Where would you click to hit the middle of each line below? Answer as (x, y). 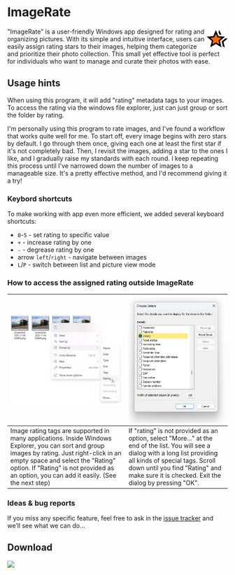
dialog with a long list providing (173, 453)
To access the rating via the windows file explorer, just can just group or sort (117, 107)
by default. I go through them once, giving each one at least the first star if (114, 143)
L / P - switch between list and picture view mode (86, 265)
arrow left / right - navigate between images (82, 257)
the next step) (30, 483)
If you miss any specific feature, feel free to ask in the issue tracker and (110, 518)
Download (30, 547)
